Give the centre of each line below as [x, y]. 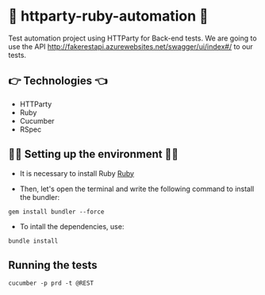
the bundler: [40, 197]
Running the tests [53, 265]
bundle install [33, 241]
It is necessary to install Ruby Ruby [77, 173]
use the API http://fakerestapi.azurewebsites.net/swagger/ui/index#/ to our [131, 46]
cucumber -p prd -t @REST [51, 284]
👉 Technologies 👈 [58, 81]
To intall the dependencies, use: [72, 226]
